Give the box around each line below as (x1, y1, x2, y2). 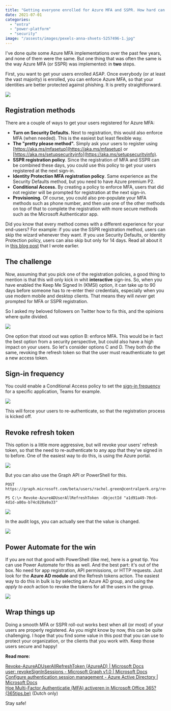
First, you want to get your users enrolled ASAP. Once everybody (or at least (5, 71, 166, 77)
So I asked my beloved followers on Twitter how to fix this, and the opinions (5, 308, 164, 314)
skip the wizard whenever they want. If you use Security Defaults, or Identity (5, 232, 166, 238)
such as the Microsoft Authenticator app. (12, 211, 99, 217)
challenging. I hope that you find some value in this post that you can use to (5, 632, 164, 638)
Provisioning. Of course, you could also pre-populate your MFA (12, 195, 147, 201)
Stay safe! (5, 700, 26, 706)
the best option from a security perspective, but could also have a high (5, 338, 154, 345)
